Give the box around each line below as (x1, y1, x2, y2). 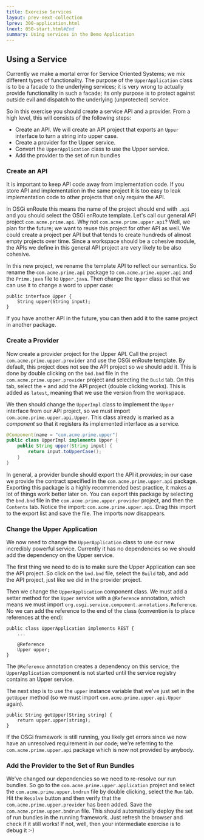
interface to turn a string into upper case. (15, 132, 118, 140)
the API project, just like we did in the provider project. (6, 576, 142, 584)
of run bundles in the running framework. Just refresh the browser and (6, 814, 183, 821)
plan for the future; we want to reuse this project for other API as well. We (6, 225, 190, 232)
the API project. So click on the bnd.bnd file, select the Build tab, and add (6, 570, 189, 577)
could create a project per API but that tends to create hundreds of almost (6, 231, 191, 239)
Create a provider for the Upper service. (15, 138, 116, 146)
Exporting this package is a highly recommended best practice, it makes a (6, 483, 191, 491)
